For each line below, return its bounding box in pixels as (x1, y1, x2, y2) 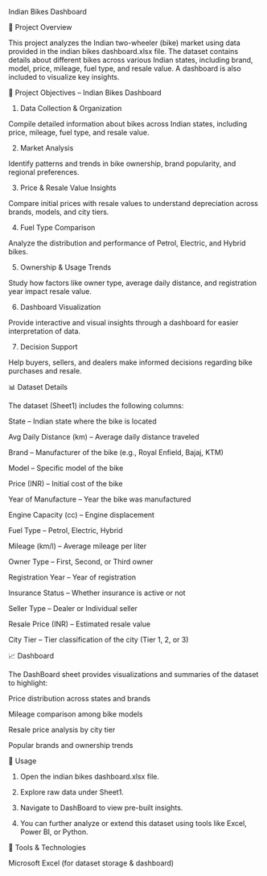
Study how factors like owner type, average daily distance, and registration (8, 278, 257, 287)
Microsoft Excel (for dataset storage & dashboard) (8, 858, 175, 868)
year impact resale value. (8, 287, 92, 296)
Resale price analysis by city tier (8, 725, 116, 734)
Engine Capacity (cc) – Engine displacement (8, 510, 155, 519)
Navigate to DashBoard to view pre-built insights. (19, 803, 183, 812)
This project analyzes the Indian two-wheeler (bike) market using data (8, 38, 241, 48)
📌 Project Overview (8, 23, 72, 31)
